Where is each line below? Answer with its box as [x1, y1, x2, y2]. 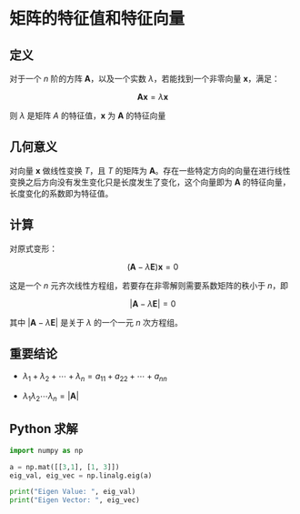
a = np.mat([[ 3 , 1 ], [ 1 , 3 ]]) [9, 462, 120, 471]
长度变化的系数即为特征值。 [9, 187, 114, 198]
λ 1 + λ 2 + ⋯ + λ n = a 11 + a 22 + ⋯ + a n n [22, 370, 168, 384]
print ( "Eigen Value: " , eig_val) [9, 488, 136, 497]
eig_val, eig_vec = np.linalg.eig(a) [9, 470, 153, 480]
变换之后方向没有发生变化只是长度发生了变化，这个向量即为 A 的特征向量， [9, 176, 291, 187]
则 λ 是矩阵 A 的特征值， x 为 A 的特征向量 [9, 110, 166, 121]
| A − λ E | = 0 [129, 297, 176, 309]
